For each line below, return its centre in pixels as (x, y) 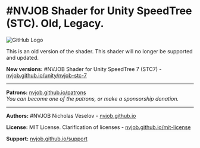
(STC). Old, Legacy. (55, 23)
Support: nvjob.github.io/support (47, 139)
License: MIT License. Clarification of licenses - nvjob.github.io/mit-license (99, 127)
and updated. (23, 57)
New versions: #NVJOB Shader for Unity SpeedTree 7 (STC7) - (84, 69)
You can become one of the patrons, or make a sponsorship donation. (93, 98)
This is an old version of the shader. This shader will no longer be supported (99, 51)
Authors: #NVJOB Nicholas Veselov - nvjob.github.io (71, 115)
